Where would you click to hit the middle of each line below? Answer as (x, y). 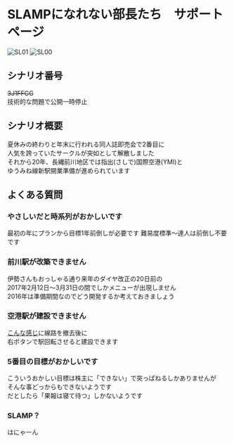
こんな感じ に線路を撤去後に (47, 333)
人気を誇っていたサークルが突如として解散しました (81, 153)
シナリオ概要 (35, 126)
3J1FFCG (20, 93)
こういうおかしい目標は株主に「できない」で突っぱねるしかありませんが (112, 378)
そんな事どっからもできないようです (60, 387)
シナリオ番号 (35, 76)
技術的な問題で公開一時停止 (47, 101)
